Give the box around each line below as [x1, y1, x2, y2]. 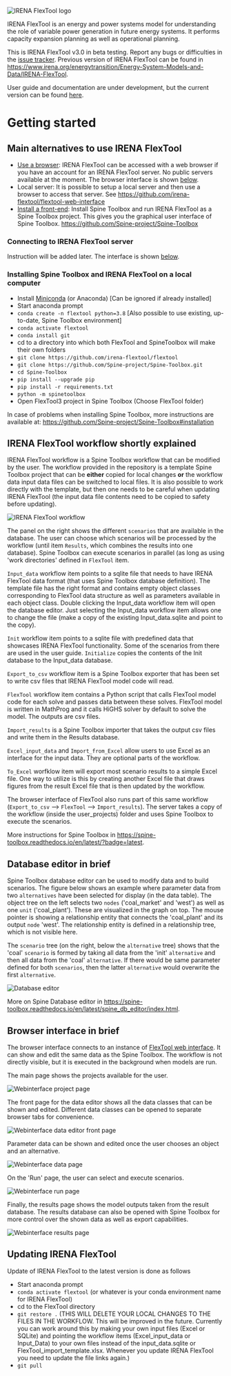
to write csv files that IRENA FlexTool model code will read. [7, 677, 174, 686]
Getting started [7, 115, 97, 131]
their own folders [17, 346, 66, 354]
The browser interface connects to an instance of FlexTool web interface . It [7, 1044, 221, 1052]
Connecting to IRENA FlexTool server [7, 236, 134, 246]
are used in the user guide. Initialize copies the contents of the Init [7, 649, 203, 657]
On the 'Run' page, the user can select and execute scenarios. [7, 1174, 184, 1182]
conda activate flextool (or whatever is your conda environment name [17, 1288, 222, 1296]
